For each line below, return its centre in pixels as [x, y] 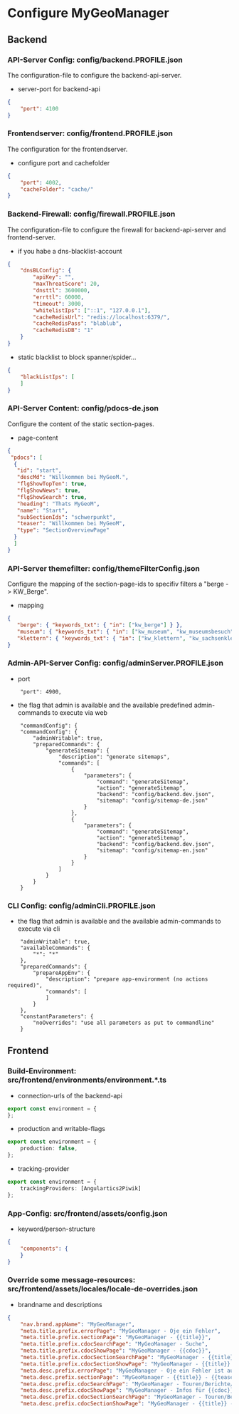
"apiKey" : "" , [54, 277]
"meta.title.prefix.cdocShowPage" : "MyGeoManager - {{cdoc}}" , [116, 1351]
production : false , [49, 1149]
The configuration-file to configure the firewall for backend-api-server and [117, 229]
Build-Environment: [42, 1071]
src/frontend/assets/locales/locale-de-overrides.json [102, 1289]
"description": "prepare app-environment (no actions [127, 979]
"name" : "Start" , [43, 510]
